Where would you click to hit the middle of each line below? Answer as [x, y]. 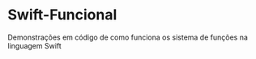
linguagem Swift [34, 45]
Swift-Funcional [62, 15]
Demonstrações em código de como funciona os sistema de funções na [128, 37]
